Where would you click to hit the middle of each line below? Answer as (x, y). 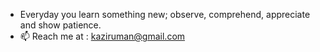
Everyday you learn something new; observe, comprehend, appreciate (165, 14)
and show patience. (60, 25)
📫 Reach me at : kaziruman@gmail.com (102, 36)
